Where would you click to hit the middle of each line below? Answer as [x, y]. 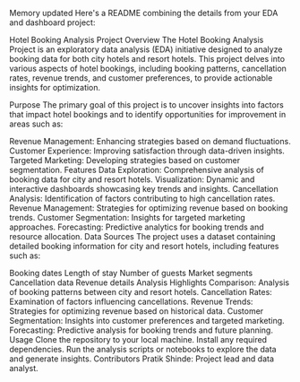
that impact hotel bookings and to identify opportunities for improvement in [148, 114]
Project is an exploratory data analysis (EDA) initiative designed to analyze [146, 49]
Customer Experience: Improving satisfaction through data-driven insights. [147, 151]
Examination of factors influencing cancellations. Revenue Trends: [131, 301]
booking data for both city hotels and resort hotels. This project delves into [147, 59]
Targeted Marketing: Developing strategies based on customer [125, 160]
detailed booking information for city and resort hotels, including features [144, 246]
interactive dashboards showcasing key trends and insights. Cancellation [144, 189]
